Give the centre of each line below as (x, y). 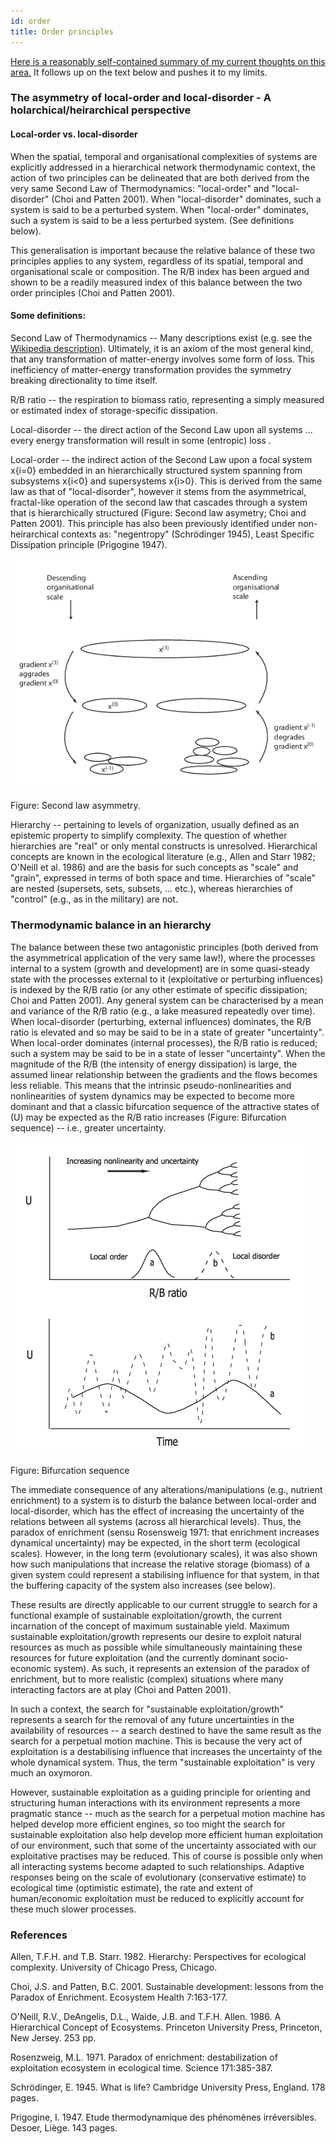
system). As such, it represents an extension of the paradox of (181, 1668)
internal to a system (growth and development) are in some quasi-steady (160, 968)
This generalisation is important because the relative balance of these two (163, 250)
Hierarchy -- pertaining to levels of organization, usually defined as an (155, 825)
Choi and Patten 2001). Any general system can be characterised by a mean (167, 1000)
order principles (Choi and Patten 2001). (93, 292)
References (39, 1935)
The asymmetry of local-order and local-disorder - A (141, 98)
